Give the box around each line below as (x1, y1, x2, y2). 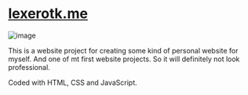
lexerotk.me (8, 5, 89, 23)
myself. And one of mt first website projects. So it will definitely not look (8, 54, 240, 64)
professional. (8, 62, 51, 71)
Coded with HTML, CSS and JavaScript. (8, 78, 137, 87)
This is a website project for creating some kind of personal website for (8, 46, 239, 55)
